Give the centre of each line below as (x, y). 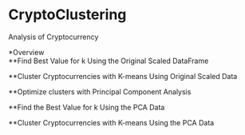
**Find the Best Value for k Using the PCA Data (87, 107)
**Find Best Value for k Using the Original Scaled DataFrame (109, 61)
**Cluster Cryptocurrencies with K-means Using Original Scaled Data (123, 76)
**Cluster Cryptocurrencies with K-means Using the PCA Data (111, 122)
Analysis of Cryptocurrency (53, 37)
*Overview (26, 52)
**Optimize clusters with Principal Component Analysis (100, 91)
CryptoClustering (67, 15)
